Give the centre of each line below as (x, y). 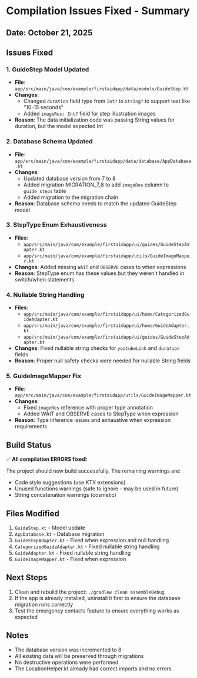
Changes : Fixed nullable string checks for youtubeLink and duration (97, 348)
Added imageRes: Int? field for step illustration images (89, 114)
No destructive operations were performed (66, 662)
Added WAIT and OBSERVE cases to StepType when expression (101, 414)
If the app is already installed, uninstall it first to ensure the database (97, 598)
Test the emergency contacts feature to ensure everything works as (97, 610)
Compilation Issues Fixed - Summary (98, 11)
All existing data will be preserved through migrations (79, 656)
